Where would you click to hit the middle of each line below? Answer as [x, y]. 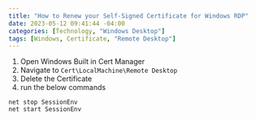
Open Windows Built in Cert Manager [82, 62]
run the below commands [63, 88]
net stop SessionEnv [43, 102]
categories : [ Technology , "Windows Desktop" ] [87, 31]
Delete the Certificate [56, 79]
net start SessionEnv [45, 109]
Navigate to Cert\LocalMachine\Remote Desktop [99, 71]
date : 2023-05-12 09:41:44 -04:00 [67, 24]
